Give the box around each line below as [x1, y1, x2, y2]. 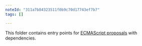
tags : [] [5, 12, 24, 17]
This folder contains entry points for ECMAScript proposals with [5, 30, 137, 36]
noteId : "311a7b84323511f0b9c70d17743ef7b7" [5, 7, 100, 12]
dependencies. [5, 35, 36, 41]
